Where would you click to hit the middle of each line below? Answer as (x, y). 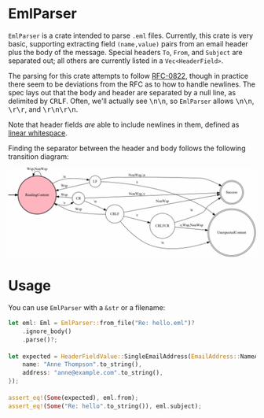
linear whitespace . (38, 133)
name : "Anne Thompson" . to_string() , (82, 364)
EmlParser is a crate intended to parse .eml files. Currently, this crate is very (131, 35)
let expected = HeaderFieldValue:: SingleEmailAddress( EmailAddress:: (125, 356)
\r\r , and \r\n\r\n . (43, 109)
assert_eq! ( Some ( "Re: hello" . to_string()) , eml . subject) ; (105, 406)
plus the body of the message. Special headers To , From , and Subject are (125, 52)
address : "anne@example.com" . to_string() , (93, 373)
